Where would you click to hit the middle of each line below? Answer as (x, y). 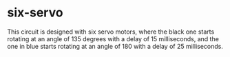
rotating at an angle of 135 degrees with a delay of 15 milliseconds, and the (113, 38)
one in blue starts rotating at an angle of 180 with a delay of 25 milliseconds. (115, 46)
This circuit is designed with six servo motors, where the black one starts (111, 32)
